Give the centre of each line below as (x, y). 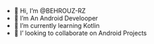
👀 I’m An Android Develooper (56, 18)
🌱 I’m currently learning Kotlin (57, 25)
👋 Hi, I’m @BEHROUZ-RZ (50, 11)
